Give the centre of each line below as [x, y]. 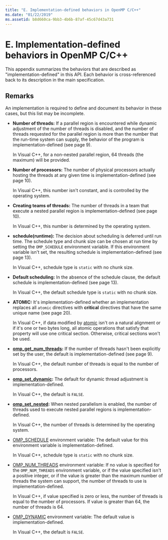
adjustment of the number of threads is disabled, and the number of [83, 129]
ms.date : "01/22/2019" [29, 15]
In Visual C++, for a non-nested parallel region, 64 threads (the [78, 155]
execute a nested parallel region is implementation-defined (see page [85, 211]
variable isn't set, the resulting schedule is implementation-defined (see [87, 252]
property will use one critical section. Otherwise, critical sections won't [86, 334]
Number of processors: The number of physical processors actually [84, 170]
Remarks [20, 96]
